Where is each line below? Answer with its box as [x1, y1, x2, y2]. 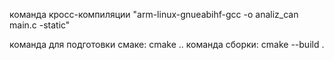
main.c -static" [9, 19, 71, 31]
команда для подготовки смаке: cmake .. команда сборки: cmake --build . [9, 39, 325, 50]
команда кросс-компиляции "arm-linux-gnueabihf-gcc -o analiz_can [9, 9, 299, 20]
